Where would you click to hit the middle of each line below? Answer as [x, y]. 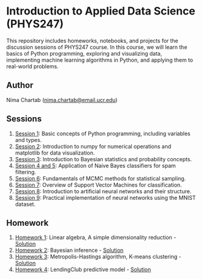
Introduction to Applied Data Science [101, 11]
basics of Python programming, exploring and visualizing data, [84, 53]
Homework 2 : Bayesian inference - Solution [69, 250]
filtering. [25, 172]
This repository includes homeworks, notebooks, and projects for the [92, 40]
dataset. [25, 204]
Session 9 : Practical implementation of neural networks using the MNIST [106, 197]
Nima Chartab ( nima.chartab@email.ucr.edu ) [62, 100]
